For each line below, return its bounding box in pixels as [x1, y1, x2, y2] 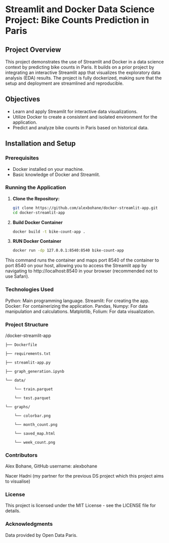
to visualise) [5, 478, 30, 485]
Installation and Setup [5, 139, 76, 148]
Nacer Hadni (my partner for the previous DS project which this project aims [5, 473, 164, 479]
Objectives [5, 95, 40, 103]
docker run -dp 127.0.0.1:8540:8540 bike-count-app [12, 248, 124, 253]
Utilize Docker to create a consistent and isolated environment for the [12, 114, 158, 120]
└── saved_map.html [14, 431, 56, 436]
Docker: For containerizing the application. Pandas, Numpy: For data [5, 303, 148, 309]
